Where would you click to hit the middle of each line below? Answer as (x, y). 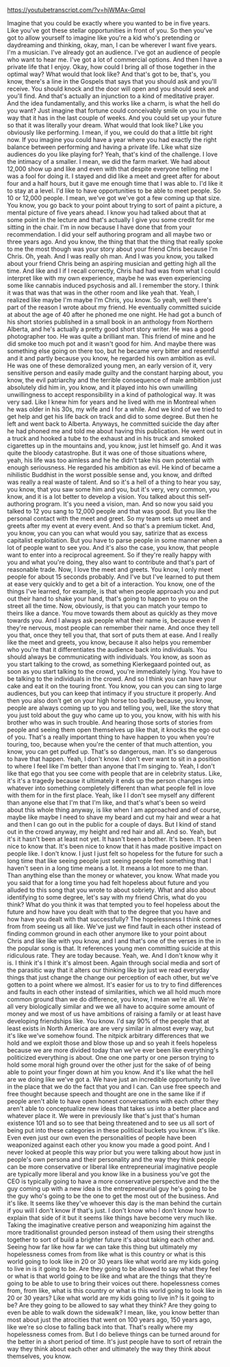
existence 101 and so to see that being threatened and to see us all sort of (111, 1123)
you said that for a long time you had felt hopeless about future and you (108, 883)
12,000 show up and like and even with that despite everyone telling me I (110, 169)
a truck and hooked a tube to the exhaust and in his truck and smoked (105, 438)
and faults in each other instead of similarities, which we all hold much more (114, 992)
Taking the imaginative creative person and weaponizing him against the (109, 1225)
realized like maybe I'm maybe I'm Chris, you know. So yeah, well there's (110, 300)
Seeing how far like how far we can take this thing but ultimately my (102, 1247)
